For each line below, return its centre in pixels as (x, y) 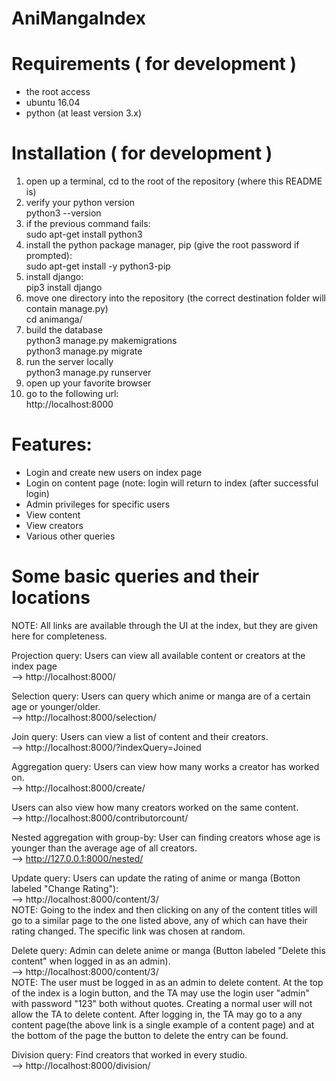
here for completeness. (59, 636)
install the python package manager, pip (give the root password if (162, 245)
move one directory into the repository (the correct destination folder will (176, 298)
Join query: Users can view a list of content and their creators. (140, 736)
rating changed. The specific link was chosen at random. (128, 931)
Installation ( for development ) (142, 153)
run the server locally (69, 362)
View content (53, 515)
